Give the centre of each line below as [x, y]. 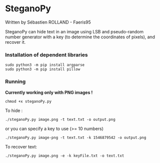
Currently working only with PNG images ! [49, 92]
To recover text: [21, 147]
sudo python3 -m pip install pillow [43, 69]
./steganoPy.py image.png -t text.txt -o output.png [60, 119]
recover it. [16, 42]
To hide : [14, 110]
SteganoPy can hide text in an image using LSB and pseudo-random [74, 31]
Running [16, 81]
